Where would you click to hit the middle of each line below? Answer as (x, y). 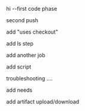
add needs (19, 90)
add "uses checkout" (32, 32)
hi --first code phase (32, 9)
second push (22, 20)
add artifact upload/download (43, 102)
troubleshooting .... (29, 78)
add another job (26, 55)
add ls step (20, 43)
